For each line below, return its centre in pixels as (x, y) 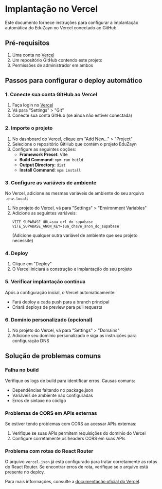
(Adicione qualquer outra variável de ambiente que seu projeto (75, 235)
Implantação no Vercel (52, 9)
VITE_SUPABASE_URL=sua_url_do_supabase (53, 222)
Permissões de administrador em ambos (53, 65)
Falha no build (22, 370)
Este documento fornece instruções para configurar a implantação (72, 22)
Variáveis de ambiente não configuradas (53, 395)
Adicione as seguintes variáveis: (44, 213)
